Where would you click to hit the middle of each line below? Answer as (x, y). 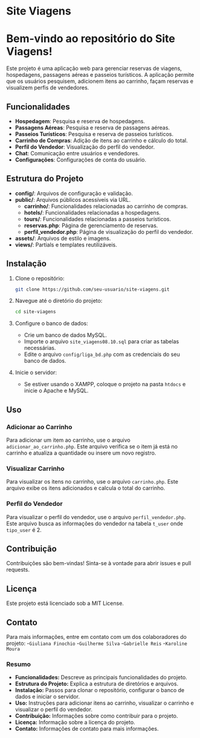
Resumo (19, 664)
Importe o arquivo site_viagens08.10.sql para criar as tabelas (102, 341)
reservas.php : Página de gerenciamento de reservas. (91, 225)
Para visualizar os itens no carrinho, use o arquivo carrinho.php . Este (92, 482)
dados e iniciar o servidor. (47, 697)
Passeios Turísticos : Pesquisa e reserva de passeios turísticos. (94, 134)
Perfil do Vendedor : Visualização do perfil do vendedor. (85, 147)
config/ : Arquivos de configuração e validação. (74, 193)
